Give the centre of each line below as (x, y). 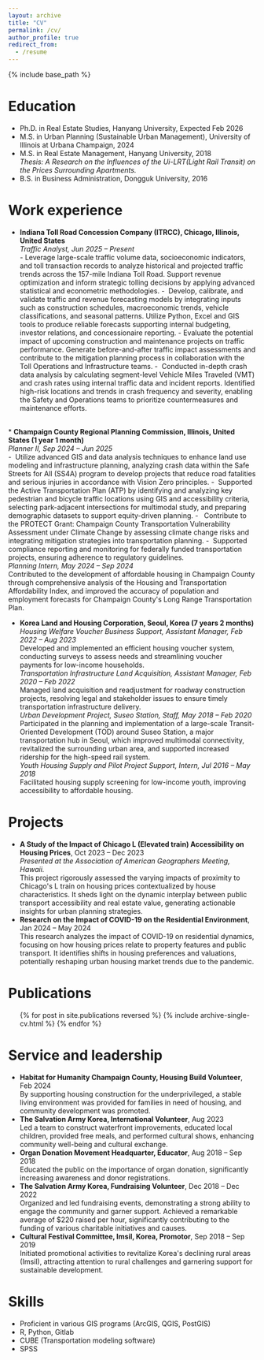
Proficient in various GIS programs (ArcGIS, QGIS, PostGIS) (115, 1323)
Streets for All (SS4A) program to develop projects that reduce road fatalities (132, 473)
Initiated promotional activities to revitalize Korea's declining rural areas (135, 1253)
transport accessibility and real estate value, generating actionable (127, 903)
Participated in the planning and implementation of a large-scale (123, 723)
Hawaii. (32, 869)
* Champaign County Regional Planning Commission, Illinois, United (122, 431)
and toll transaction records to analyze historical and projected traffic (131, 266)
